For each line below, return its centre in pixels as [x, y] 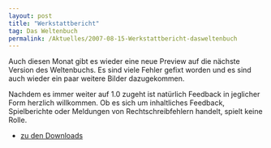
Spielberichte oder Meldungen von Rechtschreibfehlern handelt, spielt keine [135, 112]
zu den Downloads [52, 136]
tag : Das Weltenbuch [43, 31]
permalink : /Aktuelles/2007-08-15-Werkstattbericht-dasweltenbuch [123, 38]
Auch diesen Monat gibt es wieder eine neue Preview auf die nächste [125, 61]
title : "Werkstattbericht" [54, 23]
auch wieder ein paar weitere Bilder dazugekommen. [97, 78]
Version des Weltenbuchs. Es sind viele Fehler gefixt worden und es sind [130, 70]
